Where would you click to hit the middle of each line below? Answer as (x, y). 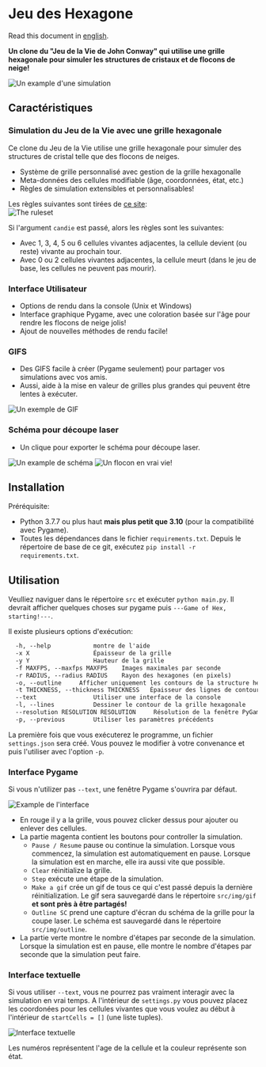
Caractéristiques (51, 108)
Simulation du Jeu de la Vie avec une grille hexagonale (115, 131)
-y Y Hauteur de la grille (90, 661)
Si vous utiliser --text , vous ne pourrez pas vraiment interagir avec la (122, 992)
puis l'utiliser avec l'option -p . (56, 751)
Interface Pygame (43, 772)
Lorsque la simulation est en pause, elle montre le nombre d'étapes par (135, 946)
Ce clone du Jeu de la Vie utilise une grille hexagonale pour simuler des (125, 148)
